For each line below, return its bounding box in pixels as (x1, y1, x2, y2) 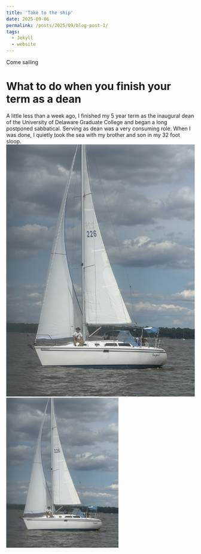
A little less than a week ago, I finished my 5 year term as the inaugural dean (6, 112, 194, 119)
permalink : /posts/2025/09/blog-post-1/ (6, 22, 109, 28)
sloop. (6, 137, 22, 145)
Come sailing (6, 59, 39, 65)
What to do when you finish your (6, 80, 172, 93)
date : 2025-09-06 (6, 16, 50, 22)
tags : (6, 29, 20, 35)
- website (11, 41, 36, 47)
